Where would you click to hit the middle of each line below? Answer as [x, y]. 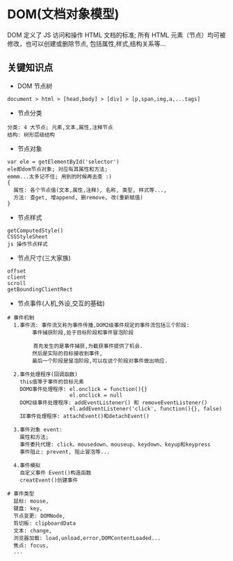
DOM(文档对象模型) [63, 14]
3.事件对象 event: [38, 429]
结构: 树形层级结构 [31, 135]
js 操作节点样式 [27, 244]
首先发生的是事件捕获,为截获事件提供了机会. [88, 346]
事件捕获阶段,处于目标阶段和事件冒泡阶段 [83, 332]
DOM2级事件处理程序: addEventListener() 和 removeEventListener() [114, 402]
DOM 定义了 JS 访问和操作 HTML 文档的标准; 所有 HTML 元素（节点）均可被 [116, 35]
